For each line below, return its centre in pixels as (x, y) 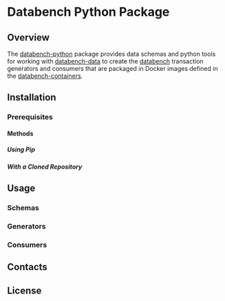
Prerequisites (30, 117)
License (24, 290)
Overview (29, 38)
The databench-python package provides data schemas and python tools (111, 54)
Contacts (28, 267)
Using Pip (21, 149)
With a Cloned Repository (45, 167)
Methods (20, 133)
